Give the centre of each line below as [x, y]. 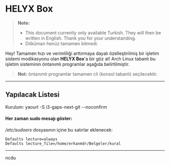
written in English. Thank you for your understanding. [81, 38]
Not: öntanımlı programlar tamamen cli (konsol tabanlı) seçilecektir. [88, 74]
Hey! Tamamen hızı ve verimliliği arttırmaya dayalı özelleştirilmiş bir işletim [82, 53]
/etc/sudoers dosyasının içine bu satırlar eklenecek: [59, 129]
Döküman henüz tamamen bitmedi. [62, 43]
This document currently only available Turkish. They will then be [93, 32]
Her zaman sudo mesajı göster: [39, 119]
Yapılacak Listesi [32, 95]
